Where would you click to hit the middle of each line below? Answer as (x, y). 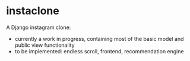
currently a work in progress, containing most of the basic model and (99, 38)
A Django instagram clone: (39, 27)
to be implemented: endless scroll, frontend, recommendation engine (99, 51)
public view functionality (45, 45)
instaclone (33, 11)
